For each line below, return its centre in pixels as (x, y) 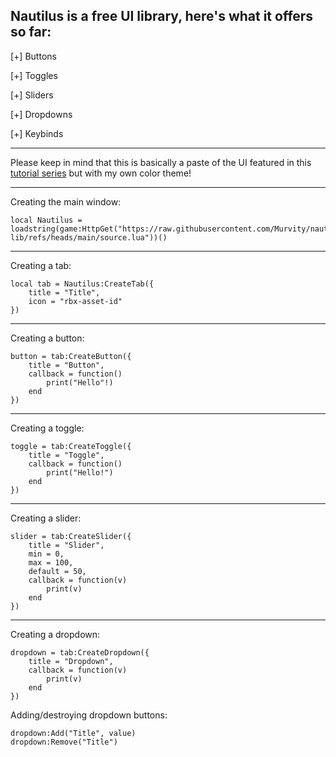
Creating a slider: (46, 518)
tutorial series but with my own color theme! (101, 173)
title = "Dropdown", (71, 661)
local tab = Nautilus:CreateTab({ (82, 284)
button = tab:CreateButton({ (71, 356)
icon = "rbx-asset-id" (75, 301)
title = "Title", (64, 292)
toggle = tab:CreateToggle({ (71, 446)
